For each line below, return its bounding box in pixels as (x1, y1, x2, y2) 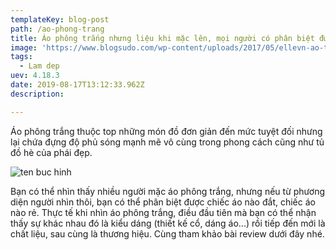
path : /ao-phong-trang (10, 24, 105, 34)
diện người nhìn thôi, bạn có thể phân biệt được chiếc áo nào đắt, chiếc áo (10, 196, 316, 208)
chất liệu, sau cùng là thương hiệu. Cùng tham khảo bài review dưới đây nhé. (10, 227, 325, 240)
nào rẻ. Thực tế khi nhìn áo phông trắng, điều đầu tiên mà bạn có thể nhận (10, 206, 317, 218)
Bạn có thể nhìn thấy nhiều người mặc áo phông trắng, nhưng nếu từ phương (10, 185, 325, 197)
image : (10, 42, 38, 53)
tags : (10, 52, 33, 62)
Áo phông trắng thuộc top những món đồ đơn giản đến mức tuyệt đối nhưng (10, 125, 323, 137)
